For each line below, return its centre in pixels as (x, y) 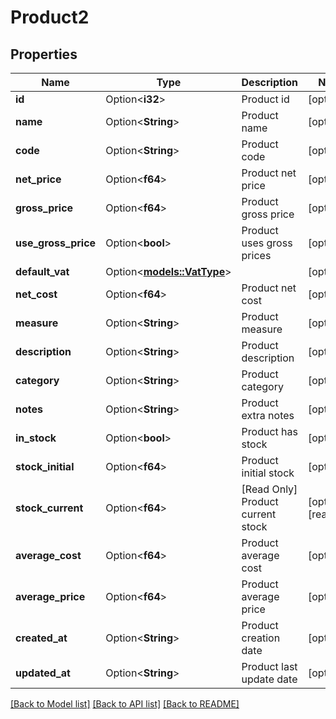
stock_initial (45, 466)
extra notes (268, 415)
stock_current (49, 508)
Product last (269, 666)
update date (269, 679)
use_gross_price (56, 243)
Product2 (50, 17)
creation (261, 638)
